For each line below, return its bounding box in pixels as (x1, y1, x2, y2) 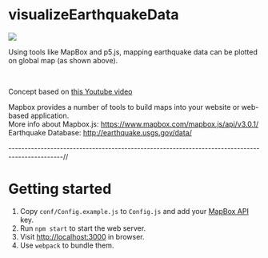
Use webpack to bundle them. (19, 240, 114, 250)
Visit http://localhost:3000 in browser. (19, 232, 146, 241)
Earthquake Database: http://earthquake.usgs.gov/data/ (8, 127, 192, 137)
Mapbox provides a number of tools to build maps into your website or (8, 102, 240, 111)
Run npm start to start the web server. (19, 223, 146, 233)
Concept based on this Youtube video (8, 87, 133, 96)
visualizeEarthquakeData (8, 6, 179, 24)
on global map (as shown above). (8, 55, 118, 65)
